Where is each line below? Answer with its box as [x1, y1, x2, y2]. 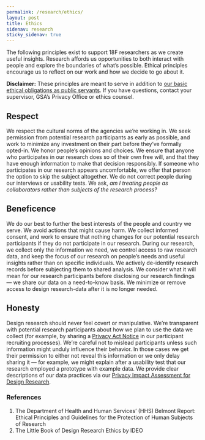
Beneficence [6, 204, 56, 214]
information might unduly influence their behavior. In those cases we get [6, 345, 189, 353]
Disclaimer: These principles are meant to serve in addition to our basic [6, 80, 188, 88]
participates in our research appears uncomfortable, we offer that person [6, 166, 191, 174]
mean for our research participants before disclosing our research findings [6, 272, 195, 279]
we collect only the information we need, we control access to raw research [6, 246, 198, 253]
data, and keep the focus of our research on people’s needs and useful [6, 252, 185, 260]
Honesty [6, 303, 40, 314]
